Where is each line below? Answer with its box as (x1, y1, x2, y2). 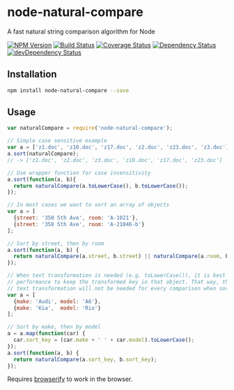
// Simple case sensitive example (7, 137, 108, 144)
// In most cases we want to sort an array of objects (7, 202, 170, 209)
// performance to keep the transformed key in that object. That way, (7, 278, 219, 286)
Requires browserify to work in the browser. (7, 375, 133, 384)
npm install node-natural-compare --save (7, 87, 130, 94)
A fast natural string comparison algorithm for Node (7, 27, 155, 36)
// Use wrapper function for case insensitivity (7, 169, 151, 177)
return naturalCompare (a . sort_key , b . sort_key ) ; (13, 356, 157, 363)
